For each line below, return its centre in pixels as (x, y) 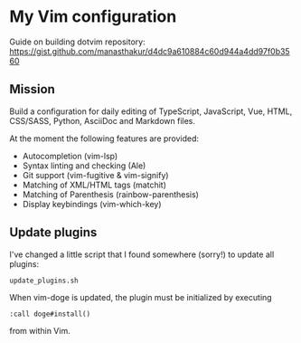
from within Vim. (40, 330)
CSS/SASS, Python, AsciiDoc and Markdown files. (103, 120)
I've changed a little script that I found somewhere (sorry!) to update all (142, 254)
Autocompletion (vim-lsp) (70, 156)
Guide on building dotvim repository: (78, 42)
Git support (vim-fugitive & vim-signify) (95, 175)
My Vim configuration (93, 17)
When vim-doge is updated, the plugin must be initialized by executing (141, 297)
